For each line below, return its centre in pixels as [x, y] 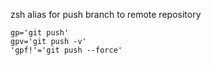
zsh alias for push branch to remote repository [106, 14]
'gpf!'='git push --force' [66, 50]
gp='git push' [40, 33]
